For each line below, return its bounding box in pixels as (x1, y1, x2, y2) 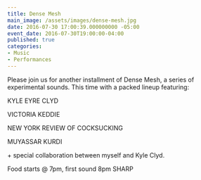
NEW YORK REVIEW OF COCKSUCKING (7, 124, 123, 132)
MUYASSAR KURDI (7, 137, 63, 146)
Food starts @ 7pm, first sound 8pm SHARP (7, 165, 134, 173)
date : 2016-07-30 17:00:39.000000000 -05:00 (7, 23, 140, 30)
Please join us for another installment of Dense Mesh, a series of (7, 75, 195, 84)
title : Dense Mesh (7, 10, 61, 18)
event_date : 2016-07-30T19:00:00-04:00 (7, 30, 124, 37)
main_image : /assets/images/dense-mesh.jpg (7, 17, 137, 24)
